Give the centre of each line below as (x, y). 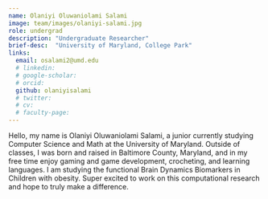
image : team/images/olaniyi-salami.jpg (75, 23)
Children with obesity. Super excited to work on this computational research (134, 178)
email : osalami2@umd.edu (57, 61)
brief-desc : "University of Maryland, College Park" (101, 46)
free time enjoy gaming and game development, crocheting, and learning (129, 161)
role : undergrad (35, 30)
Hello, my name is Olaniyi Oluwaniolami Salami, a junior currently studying (131, 136)
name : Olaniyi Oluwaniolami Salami (68, 16)
